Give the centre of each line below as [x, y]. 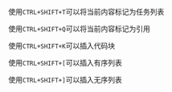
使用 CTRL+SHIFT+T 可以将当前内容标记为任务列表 [86, 12]
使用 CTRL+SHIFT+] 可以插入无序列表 [65, 80]
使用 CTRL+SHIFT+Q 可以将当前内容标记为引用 [79, 29]
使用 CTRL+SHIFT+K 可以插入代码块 [61, 46]
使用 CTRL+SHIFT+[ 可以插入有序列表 [65, 63]
